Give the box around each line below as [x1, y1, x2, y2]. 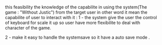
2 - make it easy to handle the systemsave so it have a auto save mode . [5, 34, 150, 40]
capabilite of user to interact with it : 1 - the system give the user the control [5, 15, 157, 20]
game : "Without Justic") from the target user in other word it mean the [5, 9, 148, 15]
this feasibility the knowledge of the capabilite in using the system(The [5, 4, 147, 10]
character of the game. [5, 25, 51, 31]
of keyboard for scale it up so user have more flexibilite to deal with [5, 20, 141, 25]
